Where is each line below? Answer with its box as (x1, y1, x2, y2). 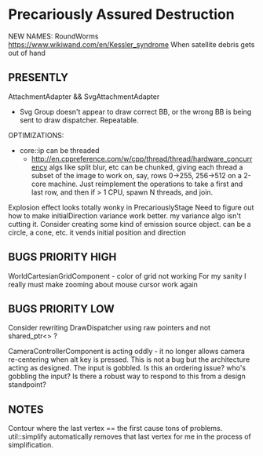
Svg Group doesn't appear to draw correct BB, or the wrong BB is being (19, 107, 252, 116)
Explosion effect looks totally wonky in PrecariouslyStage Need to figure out (8, 202, 254, 212)
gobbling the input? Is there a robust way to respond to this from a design (8, 371, 246, 381)
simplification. (8, 440, 53, 450)
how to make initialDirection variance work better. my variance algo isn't (8, 210, 241, 221)
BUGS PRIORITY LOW (8, 302, 115, 316)
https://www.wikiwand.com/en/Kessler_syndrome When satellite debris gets (8, 39, 255, 49)
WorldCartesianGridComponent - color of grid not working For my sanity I (8, 271, 247, 280)
